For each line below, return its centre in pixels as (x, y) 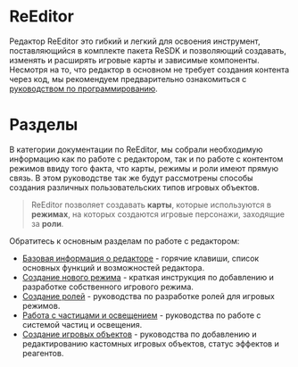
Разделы (44, 125)
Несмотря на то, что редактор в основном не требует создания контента (149, 70)
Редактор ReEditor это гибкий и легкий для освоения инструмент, (135, 41)
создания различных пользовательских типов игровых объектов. (135, 187)
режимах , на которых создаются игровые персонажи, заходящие (158, 214)
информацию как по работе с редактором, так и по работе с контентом (146, 159)
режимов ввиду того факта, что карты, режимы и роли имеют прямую (144, 168)
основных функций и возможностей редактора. (113, 267)
